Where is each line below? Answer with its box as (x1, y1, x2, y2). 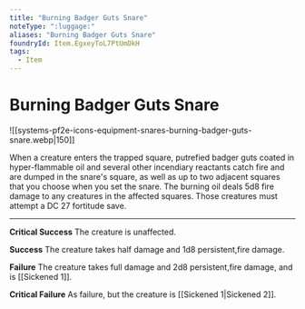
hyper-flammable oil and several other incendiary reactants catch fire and (9, 161, 285, 173)
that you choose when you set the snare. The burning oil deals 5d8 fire (9, 181, 275, 192)
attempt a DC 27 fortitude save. (9, 200, 127, 211)
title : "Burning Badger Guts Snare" (9, 13, 148, 23)
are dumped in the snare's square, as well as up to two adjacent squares (9, 171, 280, 182)
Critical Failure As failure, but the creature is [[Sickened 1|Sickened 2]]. (9, 288, 277, 300)
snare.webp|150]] (9, 134, 75, 145)
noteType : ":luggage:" (9, 22, 95, 31)
